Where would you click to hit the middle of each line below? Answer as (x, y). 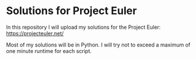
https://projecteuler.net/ (35, 33)
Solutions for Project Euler (72, 11)
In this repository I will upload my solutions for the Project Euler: (83, 27)
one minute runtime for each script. (49, 51)
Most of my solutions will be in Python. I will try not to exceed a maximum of (98, 45)
